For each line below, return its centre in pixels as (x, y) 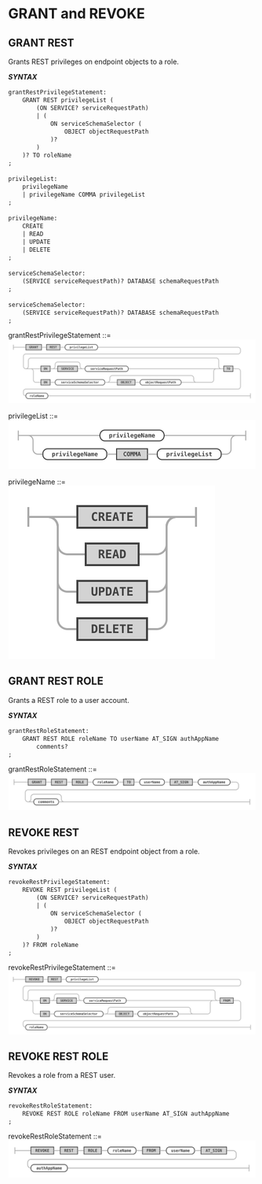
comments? (52, 746)
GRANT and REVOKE (76, 14)
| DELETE (36, 250)
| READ (33, 234)
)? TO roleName (47, 155)
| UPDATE (36, 242)
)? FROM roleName (51, 945)
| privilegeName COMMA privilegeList (84, 194)
